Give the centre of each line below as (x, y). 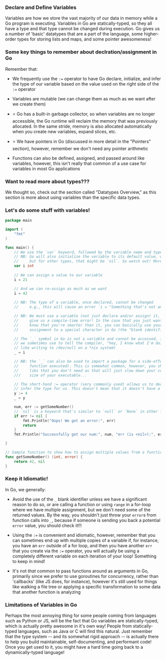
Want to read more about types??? (47, 181)
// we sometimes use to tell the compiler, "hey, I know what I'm (84, 343)
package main (19, 221)
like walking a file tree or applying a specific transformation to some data (86, 587)
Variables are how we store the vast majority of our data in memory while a (82, 18)
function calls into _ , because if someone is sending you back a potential (86, 520)
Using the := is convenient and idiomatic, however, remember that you (84, 535)
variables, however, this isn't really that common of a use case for (79, 163)
